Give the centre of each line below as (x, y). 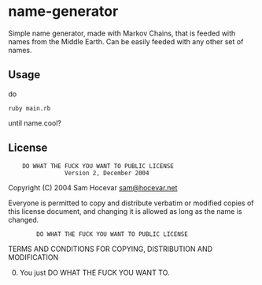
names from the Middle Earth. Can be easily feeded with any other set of (126, 41)
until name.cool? (35, 123)
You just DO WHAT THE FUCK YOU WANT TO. (94, 272)
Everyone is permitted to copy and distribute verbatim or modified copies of (131, 203)
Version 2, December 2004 (107, 173)
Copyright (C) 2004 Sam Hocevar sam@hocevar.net (93, 187)
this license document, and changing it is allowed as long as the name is (125, 211)
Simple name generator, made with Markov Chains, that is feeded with (122, 33)
